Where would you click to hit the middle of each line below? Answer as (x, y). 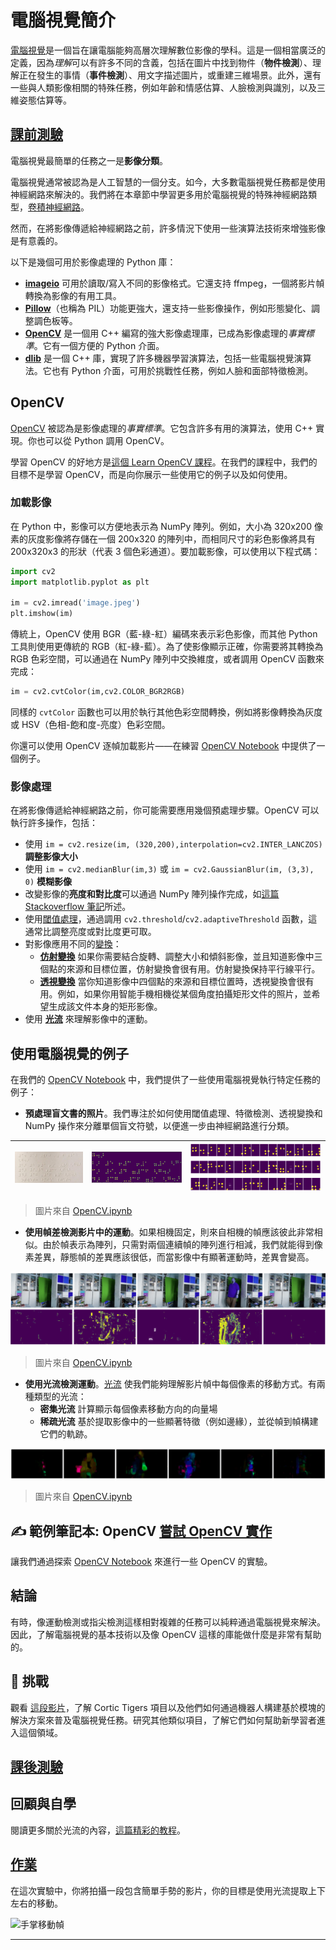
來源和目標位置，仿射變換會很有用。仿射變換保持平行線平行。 (193, 969)
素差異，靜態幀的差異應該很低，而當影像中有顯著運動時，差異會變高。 (169, 1257)
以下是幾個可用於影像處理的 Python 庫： (93, 262)
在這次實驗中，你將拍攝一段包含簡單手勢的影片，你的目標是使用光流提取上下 (168, 1890)
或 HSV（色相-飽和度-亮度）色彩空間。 (90, 725)
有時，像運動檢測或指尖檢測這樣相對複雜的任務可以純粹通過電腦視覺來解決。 (168, 1622)
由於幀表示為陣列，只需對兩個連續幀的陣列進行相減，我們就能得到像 (182, 1244)
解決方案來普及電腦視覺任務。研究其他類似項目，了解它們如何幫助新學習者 (163, 1720)
